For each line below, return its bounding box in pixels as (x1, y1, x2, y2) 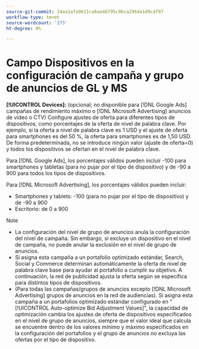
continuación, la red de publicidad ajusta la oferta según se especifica (14, 273, 188, 280)
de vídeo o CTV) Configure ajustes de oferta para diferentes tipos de (6, 114, 175, 121)
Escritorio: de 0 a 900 (14, 205, 69, 213)
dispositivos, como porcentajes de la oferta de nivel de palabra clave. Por (6, 120, 186, 127)
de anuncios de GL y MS (6, 82, 128, 95)
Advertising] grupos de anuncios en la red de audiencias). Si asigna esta (14, 292, 193, 299)
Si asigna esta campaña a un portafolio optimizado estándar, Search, (14, 254, 184, 261)
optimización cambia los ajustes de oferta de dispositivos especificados (14, 311, 192, 318)
